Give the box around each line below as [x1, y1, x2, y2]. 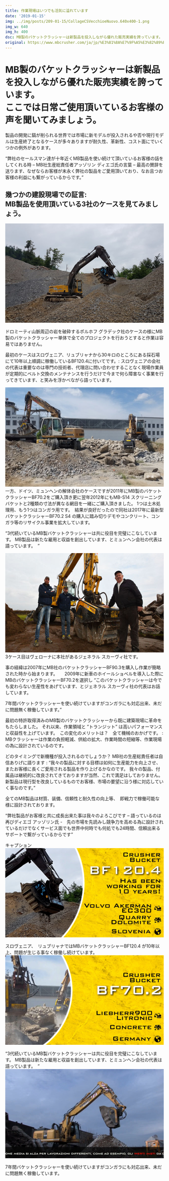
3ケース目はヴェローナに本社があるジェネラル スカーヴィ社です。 [5, 654, 141, 660]
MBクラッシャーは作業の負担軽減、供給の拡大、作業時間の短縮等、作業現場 [5, 736, 162, 742]
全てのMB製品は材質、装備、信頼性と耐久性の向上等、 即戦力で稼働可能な [5, 795, 160, 801]
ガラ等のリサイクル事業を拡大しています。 [5, 519, 93, 525]
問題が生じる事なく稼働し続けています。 [14, 950, 98, 956]
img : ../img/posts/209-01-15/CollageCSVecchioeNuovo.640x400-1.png [5, 19, 150, 24]
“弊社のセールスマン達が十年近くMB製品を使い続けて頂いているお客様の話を [5, 155, 164, 161]
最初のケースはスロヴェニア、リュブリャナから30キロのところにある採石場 [5, 351, 160, 358]
